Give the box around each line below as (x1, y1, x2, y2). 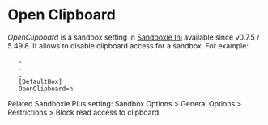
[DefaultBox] (18, 77, 62, 85)
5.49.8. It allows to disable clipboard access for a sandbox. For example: (7, 40, 249, 50)
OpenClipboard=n (18, 85, 74, 93)
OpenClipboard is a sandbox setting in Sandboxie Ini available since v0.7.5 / (7, 32, 260, 42)
